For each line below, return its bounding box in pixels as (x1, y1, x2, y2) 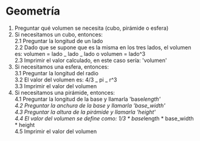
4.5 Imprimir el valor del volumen (14, 128, 97, 135)
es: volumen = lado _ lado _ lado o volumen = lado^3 (14, 50, 146, 57)
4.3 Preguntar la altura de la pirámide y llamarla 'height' (14, 108, 156, 115)
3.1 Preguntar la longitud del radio (14, 69, 98, 77)
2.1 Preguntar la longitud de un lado (14, 37, 103, 44)
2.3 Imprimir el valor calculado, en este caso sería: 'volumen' (14, 57, 167, 64)
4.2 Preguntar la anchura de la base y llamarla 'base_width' (14, 101, 165, 109)
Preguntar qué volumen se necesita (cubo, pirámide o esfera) (14, 24, 168, 32)
